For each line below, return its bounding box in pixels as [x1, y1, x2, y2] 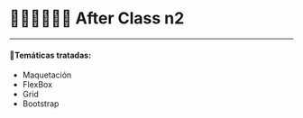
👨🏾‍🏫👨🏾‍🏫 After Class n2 [9, 8, 185, 29]
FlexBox [22, 79, 52, 90]
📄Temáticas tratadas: [9, 50, 92, 60]
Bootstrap [22, 98, 60, 109]
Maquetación [22, 69, 72, 80]
